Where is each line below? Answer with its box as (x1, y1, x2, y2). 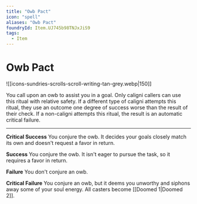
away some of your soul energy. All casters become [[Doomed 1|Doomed (6, 185, 183, 193)
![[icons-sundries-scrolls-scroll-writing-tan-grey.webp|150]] (6, 80, 152, 87)
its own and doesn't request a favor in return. (6, 139, 116, 146)
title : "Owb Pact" (6, 8, 51, 15)
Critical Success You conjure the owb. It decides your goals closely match (6, 133, 186, 140)
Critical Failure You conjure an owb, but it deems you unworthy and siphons (6, 179, 191, 186)
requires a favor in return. (6, 157, 68, 164)
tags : (6, 30, 19, 36)
